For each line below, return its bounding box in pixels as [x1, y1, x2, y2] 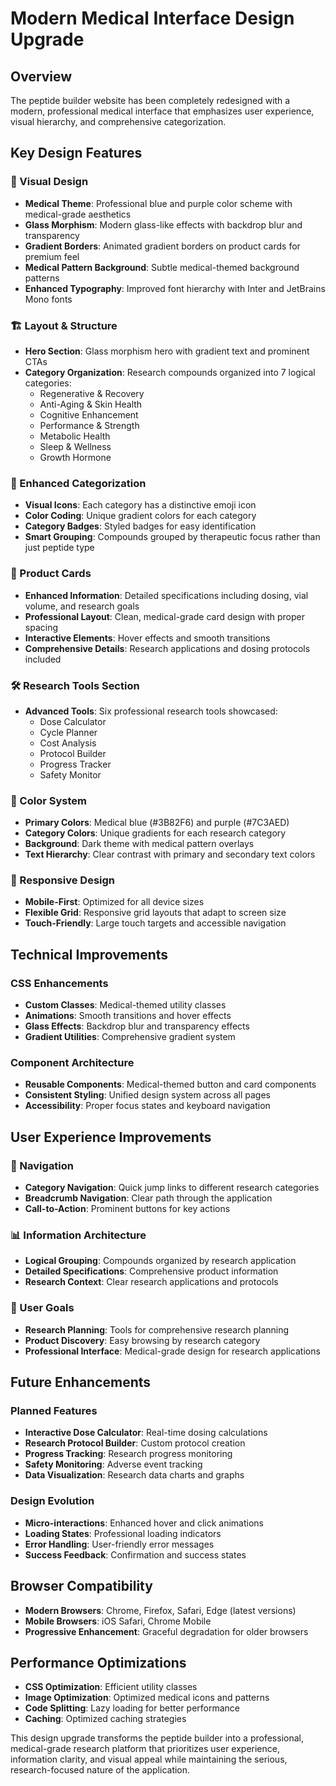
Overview [10, 68, 73, 85]
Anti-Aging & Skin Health [39, 398, 143, 410]
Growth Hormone [39, 451, 112, 463]
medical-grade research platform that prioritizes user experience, [10, 1743, 280, 1755]
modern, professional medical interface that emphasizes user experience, [10, 105, 315, 117]
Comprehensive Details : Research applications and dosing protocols [24, 642, 311, 654]
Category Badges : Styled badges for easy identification [24, 520, 257, 532]
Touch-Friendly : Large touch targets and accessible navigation [24, 917, 287, 929]
